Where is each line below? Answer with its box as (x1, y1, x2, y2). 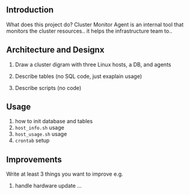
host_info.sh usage (14, 124, 64, 132)
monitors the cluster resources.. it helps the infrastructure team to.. (6, 27, 173, 34)
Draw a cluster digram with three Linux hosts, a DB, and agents (14, 60, 171, 68)
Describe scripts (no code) (14, 84, 82, 91)
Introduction (6, 5, 54, 15)
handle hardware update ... (14, 182, 82, 190)
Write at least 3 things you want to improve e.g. (6, 170, 123, 177)
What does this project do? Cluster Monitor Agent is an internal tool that (6, 21, 184, 28)
